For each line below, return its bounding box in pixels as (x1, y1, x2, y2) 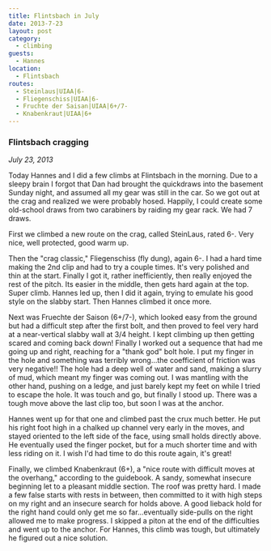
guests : (8, 49, 35, 58)
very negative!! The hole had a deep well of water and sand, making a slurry (8, 364, 262, 374)
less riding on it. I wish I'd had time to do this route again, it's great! (8, 449, 232, 459)
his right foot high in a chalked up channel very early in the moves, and (8, 423, 245, 433)
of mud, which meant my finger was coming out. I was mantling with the (8, 373, 249, 382)
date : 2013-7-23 (8, 19, 63, 28)
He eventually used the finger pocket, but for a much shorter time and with (8, 440, 257, 450)
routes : (8, 79, 35, 88)
